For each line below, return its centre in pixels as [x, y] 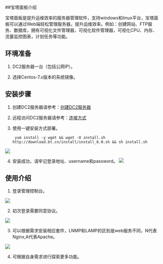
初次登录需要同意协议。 [36, 211]
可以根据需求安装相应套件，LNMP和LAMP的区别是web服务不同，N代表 [84, 231]
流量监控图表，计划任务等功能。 [38, 36]
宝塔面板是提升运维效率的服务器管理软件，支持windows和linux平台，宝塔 [80, 18]
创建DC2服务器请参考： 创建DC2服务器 [52, 107]
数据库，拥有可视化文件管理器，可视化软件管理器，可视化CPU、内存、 [85, 30]
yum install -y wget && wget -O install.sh [60, 137]
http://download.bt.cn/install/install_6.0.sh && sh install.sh [80, 142]
